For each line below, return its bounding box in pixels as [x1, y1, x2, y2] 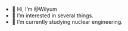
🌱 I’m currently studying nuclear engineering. [11, 18, 123, 25]
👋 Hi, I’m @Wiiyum [11, 6, 58, 13]
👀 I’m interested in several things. [11, 12, 93, 19]
